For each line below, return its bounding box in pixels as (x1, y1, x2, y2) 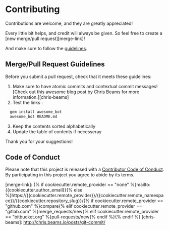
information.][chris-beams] (12, 94, 69, 100)
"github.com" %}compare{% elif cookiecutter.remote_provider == (5, 203, 142, 209)
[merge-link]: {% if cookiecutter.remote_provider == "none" (5, 181, 130, 188)
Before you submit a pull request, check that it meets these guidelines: (5, 73, 152, 80)
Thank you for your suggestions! (5, 138, 73, 144)
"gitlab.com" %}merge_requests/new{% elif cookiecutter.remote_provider (5, 209, 159, 215)
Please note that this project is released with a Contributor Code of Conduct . (5, 166, 164, 173)
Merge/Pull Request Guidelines (5, 60, 105, 69)
